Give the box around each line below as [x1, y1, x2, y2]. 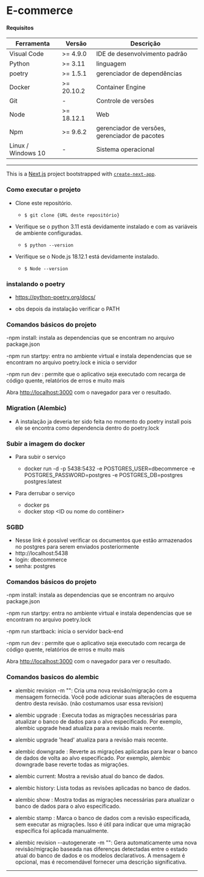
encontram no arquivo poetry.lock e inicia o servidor [6, 359, 137, 366]
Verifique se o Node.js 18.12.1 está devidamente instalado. [15, 252, 160, 260]
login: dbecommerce [15, 556, 67, 563]
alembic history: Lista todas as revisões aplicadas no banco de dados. [15, 784, 191, 791]
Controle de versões [96, 97, 154, 105]
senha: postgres [15, 563, 56, 570]
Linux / [9, 141, 29, 150]
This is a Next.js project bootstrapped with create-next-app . [6, 171, 157, 178]
